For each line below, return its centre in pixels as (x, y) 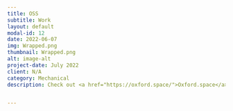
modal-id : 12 (26, 33)
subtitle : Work (29, 20)
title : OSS (23, 14)
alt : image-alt (29, 59)
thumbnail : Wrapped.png (42, 53)
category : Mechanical (38, 78)
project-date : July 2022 (43, 65)
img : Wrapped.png (32, 46)
